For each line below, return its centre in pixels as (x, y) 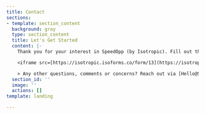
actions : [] (27, 91)
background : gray (34, 29)
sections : (19, 18)
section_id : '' (31, 79)
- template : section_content (43, 23)
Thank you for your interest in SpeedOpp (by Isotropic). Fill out (105, 52)
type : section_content (41, 35)
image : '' (24, 85)
